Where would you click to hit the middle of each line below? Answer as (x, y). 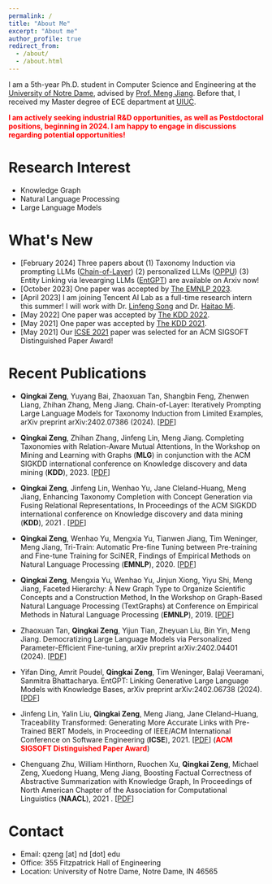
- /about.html (39, 62)
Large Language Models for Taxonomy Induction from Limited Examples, (142, 413)
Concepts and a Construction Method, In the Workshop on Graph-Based (141, 597)
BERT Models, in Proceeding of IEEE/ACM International (139, 731)
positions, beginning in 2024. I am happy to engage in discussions (123, 126)
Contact (36, 831)
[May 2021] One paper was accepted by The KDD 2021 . (113, 323)
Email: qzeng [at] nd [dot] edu (70, 854)
